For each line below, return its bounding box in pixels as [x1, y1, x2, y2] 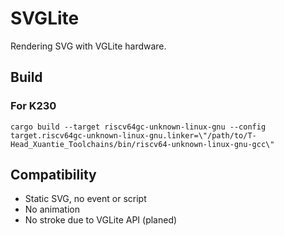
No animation [24, 203, 80, 216]
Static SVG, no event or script [24, 193, 147, 205]
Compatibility [10, 167, 97, 184]
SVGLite [10, 7, 80, 30]
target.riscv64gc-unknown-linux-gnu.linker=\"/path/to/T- [10, 130, 257, 141]
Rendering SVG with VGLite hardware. [10, 40, 167, 52]
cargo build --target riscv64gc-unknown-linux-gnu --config [10, 122, 267, 132]
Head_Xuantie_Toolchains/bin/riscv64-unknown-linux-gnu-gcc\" [10, 139, 275, 149]
